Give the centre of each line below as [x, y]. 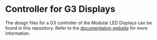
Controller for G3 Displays [60, 9]
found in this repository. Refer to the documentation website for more [76, 28]
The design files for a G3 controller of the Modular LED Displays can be [79, 23]
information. [18, 33]
